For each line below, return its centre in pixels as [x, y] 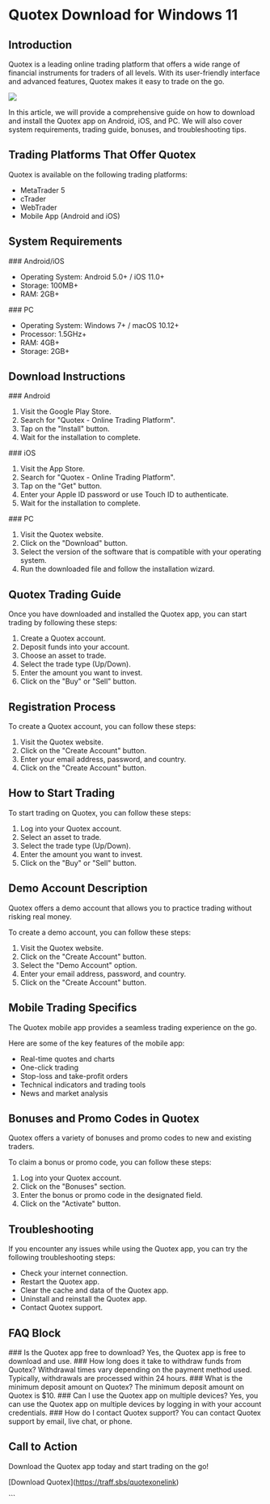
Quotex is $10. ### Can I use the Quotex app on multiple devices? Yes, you [133, 1395]
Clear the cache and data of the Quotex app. [94, 1290]
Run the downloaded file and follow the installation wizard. [117, 569]
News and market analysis [64, 1093]
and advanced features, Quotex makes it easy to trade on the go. [116, 81]
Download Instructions [67, 377]
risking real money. [40, 916]
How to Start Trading [62, 793]
